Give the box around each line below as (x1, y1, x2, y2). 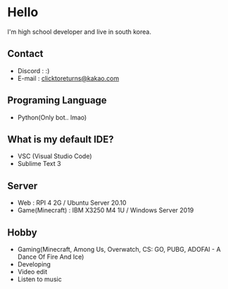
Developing (17, 260, 51, 268)
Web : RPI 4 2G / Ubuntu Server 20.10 (17, 198, 127, 207)
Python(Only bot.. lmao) (17, 113, 87, 122)
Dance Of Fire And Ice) (17, 252, 84, 261)
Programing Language (7, 94, 107, 106)
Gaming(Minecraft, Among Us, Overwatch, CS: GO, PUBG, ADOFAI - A (17, 245, 221, 253)
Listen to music (17, 275, 62, 283)
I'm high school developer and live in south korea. (7, 27, 151, 36)
